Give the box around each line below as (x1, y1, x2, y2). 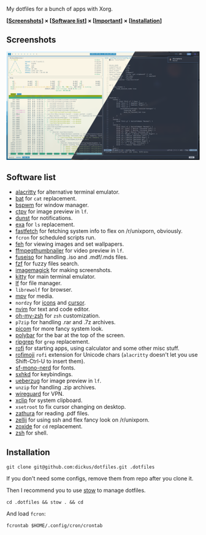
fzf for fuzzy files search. (15, 260, 80, 267)
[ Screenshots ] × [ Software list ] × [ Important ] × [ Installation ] (6, 17, 162, 24)
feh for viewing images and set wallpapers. (15, 240, 124, 248)
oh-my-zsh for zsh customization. (15, 312, 101, 319)
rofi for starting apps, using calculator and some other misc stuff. (15, 344, 180, 352)
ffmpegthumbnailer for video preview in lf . (15, 247, 124, 254)
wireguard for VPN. (15, 390, 64, 398)
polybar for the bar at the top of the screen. (15, 332, 126, 339)
